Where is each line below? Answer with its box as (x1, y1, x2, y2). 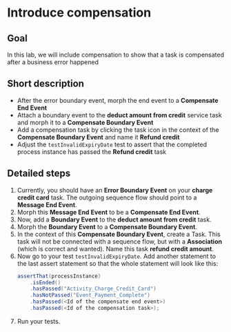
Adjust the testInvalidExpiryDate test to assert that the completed (17, 140, 208, 148)
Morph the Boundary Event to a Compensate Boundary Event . (17, 222, 198, 231)
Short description (7, 78, 85, 90)
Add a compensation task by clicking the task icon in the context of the (17, 126, 219, 134)
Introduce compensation (7, 5, 152, 21)
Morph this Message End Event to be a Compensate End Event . (17, 208, 201, 216)
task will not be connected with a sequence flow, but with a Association (17, 237, 223, 246)
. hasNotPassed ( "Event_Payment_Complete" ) (30, 292, 150, 299)
